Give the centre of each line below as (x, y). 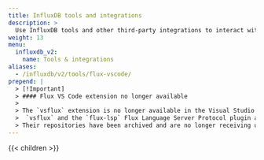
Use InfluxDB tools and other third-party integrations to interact (130, 30)
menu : (17, 45)
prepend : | (26, 81)
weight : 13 (26, 37)
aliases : (22, 67)
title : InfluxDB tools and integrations (75, 15)
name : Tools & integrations (68, 60)
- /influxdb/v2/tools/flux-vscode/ (73, 74)
